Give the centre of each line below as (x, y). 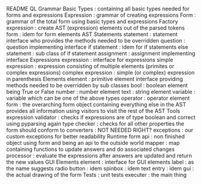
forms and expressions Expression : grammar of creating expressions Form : (101, 15)
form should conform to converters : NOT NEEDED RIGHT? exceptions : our (100, 130)
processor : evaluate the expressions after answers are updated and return (99, 155)
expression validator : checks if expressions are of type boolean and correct (101, 117)
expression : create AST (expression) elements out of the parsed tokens (96, 28)
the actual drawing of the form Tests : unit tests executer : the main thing (96, 175)
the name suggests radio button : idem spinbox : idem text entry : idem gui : (100, 168)
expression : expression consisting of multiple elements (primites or (90, 66)
